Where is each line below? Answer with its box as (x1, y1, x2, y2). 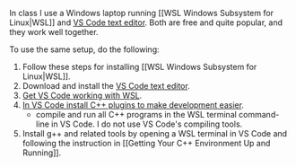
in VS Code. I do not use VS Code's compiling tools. (50, 119, 243, 129)
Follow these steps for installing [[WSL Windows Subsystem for (22, 62, 257, 72)
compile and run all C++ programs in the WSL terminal (35, 110, 238, 119)
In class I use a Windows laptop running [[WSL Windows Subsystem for (9, 8, 274, 18)
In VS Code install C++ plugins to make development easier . (22, 100, 245, 110)
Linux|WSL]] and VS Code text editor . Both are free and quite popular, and (9, 17, 283, 28)
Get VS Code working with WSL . (22, 90, 143, 101)
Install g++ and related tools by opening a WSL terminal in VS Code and (22, 128, 288, 138)
